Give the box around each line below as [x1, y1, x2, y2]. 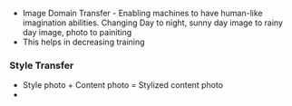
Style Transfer [9, 59, 74, 72]
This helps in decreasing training [22, 36, 145, 47]
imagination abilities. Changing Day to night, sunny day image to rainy [22, 17, 284, 28]
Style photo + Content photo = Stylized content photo [22, 80, 224, 91]
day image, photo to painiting [22, 27, 132, 37]
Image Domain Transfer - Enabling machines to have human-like [22, 8, 263, 18]
